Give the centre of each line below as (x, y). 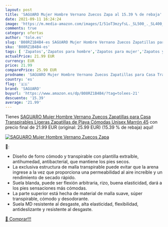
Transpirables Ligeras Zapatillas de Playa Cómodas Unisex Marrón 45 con (81, 122)
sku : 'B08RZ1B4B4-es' (28, 47)
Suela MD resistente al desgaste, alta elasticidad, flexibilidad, (75, 204)
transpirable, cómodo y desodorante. (50, 199)
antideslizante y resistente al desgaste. (52, 210)
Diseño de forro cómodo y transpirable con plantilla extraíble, (75, 156)
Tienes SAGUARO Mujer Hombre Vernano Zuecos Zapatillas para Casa (78, 117)
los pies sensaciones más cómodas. (50, 188)
